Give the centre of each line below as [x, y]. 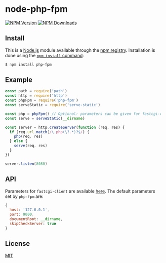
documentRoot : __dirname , [36, 219]
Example [19, 80]
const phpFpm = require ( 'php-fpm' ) [42, 100]
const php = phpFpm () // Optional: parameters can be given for [73, 114]
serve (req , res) [31, 146]
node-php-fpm [37, 9]
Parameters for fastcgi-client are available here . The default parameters [80, 191]
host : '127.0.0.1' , [30, 210]
